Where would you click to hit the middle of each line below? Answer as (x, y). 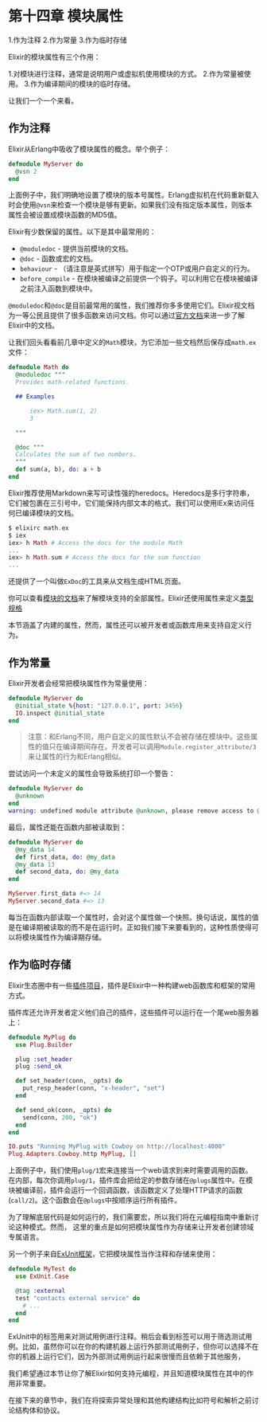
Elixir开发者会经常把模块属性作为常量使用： (79, 683)
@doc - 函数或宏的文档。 (58, 259)
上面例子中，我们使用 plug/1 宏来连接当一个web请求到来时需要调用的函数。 (130, 1170)
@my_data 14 (35, 849)
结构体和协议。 (39, 1410)
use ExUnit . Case (42, 1276)
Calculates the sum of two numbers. (76, 455)
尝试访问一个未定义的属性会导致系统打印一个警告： (92, 774)
